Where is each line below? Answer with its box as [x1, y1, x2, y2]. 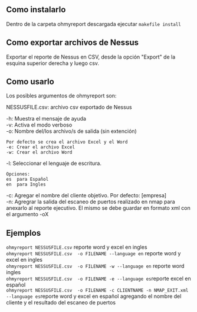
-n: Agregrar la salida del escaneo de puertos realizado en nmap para [6, 198, 175, 206]
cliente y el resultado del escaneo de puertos [6, 299, 116, 306]
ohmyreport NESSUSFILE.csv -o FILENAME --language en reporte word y [6, 250, 181, 257]
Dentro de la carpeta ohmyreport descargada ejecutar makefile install [6, 20, 182, 27]
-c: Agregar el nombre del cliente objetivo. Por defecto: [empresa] [6, 192, 167, 199]
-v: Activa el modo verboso [6, 121, 73, 129]
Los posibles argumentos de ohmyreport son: [6, 92, 117, 99]
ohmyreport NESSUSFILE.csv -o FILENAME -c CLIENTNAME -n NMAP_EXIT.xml [6, 288, 189, 294]
